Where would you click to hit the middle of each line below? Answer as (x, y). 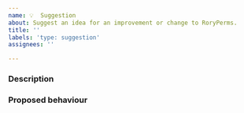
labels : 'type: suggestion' (54, 37)
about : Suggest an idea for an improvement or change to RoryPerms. (123, 23)
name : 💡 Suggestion (42, 15)
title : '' (24, 30)
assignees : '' (31, 45)
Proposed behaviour (48, 100)
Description (31, 79)
